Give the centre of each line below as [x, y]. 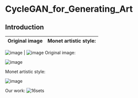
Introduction [25, 27]
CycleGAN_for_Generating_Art [69, 9]
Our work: [15, 91]
